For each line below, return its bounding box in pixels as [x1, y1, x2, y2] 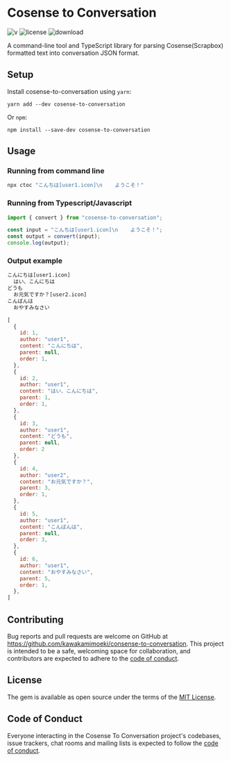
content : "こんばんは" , [19, 523, 83, 530]
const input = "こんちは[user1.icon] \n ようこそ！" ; [7, 227, 163, 234]
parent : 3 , [19, 484, 51, 491]
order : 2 [19, 446, 45, 453]
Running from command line [7, 166, 105, 176]
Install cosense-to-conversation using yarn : [7, 87, 132, 95]
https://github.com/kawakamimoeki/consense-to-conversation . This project [7, 639, 224, 648]
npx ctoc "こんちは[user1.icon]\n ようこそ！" [7, 182, 144, 189]
